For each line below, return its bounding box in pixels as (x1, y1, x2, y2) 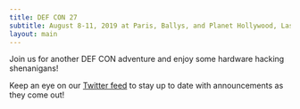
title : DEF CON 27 (9, 12, 78, 22)
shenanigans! (9, 63, 59, 74)
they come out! (9, 90, 65, 100)
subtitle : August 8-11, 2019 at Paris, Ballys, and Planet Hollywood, (9, 21, 278, 30)
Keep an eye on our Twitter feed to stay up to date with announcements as (9, 81, 284, 91)
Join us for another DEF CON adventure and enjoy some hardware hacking (9, 54, 285, 65)
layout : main (9, 29, 58, 38)
